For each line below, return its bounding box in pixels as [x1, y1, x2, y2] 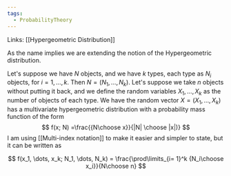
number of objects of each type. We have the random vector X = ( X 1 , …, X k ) [7, 96, 221, 106]
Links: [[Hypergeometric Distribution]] [7, 35, 115, 43]
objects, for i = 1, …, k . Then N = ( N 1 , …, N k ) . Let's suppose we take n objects [7, 78, 224, 88]
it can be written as [7, 141, 62, 149]
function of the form [7, 112, 64, 120]
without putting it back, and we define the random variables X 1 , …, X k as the [7, 87, 221, 97]
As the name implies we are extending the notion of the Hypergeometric [7, 49, 212, 57]
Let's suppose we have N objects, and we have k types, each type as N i [7, 69, 212, 79]
